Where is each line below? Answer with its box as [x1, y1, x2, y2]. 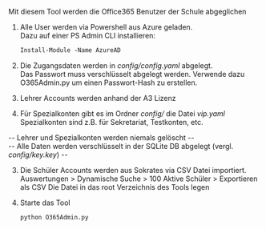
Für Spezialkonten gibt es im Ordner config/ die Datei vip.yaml [19, 108, 226, 119]
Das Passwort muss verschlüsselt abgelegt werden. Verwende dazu [19, 69, 245, 78]
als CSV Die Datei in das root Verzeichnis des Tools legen [19, 182, 210, 191]
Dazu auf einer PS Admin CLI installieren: [19, 31, 156, 40]
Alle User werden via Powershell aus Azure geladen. [19, 22, 193, 31]
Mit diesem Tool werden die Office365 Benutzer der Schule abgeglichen [8, 7, 247, 16]
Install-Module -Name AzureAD [19, 46, 122, 54]
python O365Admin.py [19, 213, 89, 221]
